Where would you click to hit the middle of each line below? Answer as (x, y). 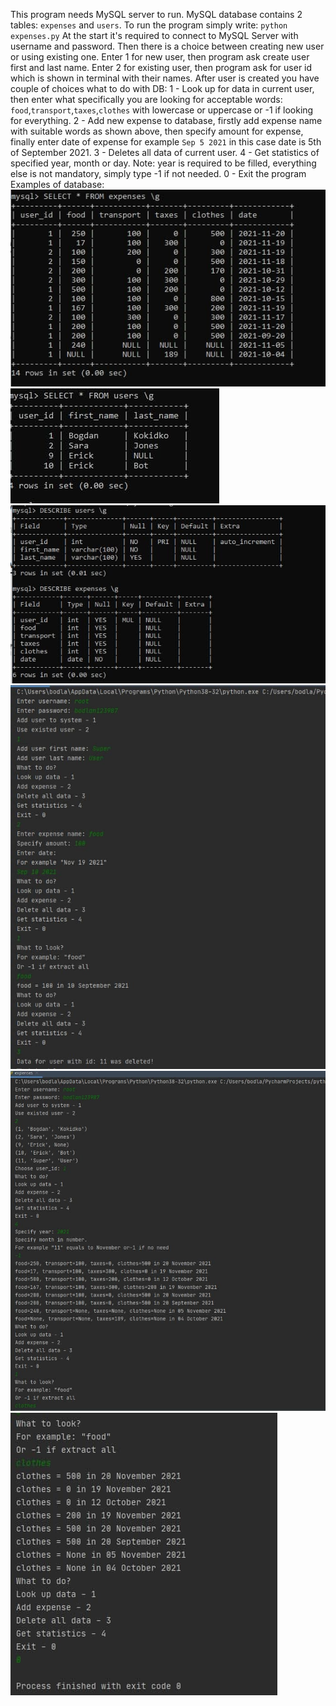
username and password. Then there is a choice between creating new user (167, 46)
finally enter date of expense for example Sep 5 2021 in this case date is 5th (166, 142)
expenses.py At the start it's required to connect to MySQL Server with (154, 35)
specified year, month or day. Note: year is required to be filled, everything (163, 163)
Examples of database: (57, 184)
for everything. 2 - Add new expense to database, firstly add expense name (166, 120)
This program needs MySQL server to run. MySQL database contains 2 (156, 14)
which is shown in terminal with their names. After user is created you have (165, 78)
